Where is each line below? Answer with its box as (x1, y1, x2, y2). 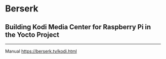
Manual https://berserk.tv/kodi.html (5, 48, 77, 54)
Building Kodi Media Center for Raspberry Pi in (5, 23, 151, 31)
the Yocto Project (5, 30, 59, 39)
